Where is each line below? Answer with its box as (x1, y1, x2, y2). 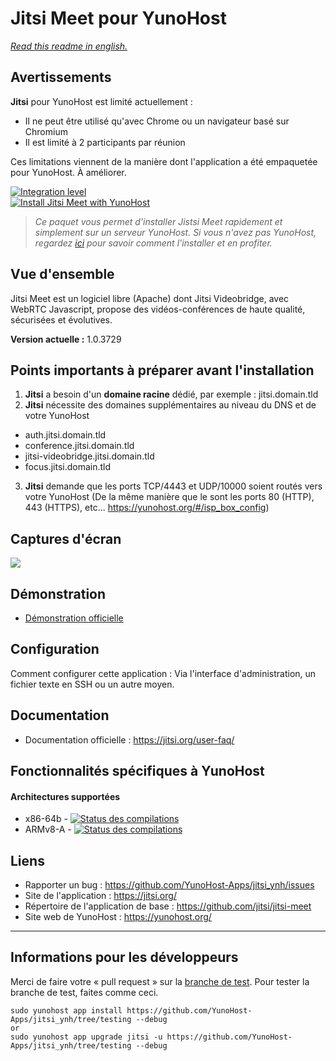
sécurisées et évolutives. (10, 313, 113, 326)
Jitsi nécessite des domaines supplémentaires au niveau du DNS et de (24, 399, 317, 411)
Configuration (10, 641, 100, 658)
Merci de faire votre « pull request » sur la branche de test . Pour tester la (10, 975, 310, 987)
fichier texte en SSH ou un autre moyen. (10, 678, 175, 690)
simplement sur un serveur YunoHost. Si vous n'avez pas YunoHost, (34, 226, 317, 238)
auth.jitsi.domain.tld (24, 429, 107, 441)
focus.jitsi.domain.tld (24, 461, 112, 473)
